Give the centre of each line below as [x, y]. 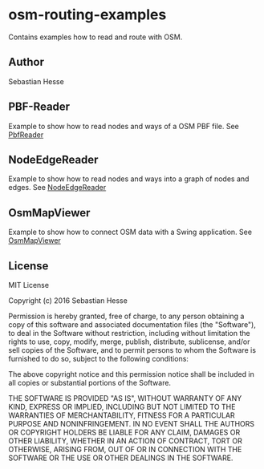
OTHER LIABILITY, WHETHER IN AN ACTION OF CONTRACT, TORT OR [125, 441]
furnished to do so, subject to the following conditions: [98, 359]
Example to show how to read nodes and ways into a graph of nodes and [129, 179]
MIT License [29, 285]
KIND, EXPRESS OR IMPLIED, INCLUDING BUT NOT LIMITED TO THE [122, 407]
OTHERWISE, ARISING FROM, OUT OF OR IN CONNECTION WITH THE [125, 449]
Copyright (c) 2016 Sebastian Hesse [68, 301]
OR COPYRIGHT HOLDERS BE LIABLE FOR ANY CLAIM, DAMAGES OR [124, 432]
